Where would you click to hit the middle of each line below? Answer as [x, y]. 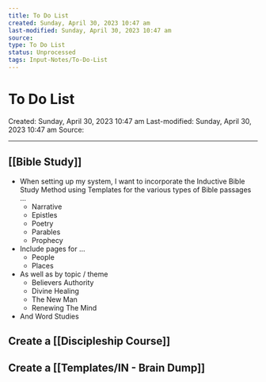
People [43, 257]
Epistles [44, 214]
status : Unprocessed [42, 52]
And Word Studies [49, 316]
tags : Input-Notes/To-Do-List [58, 60]
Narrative [47, 206]
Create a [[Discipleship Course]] [89, 341]
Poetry [42, 223]
